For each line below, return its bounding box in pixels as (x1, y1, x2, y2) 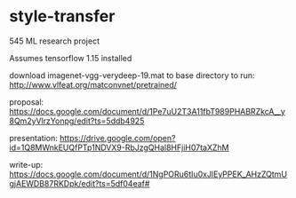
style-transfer (9, 6, 116, 27)
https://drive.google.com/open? (59, 132, 176, 143)
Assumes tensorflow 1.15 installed (9, 52, 132, 63)
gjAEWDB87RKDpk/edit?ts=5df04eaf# (9, 178, 150, 188)
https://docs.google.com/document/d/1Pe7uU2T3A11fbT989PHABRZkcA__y (9, 106, 286, 116)
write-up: (9, 159, 44, 170)
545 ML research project (9, 36, 100, 46)
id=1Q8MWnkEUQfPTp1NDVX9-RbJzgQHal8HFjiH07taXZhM (9, 142, 229, 153)
